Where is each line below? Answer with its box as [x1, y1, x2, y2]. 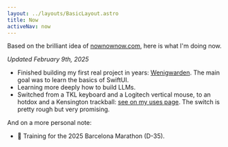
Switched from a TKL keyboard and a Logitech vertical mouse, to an [17, 90, 211, 99]
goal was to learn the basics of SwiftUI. [17, 76, 129, 84]
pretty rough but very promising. [17, 105, 111, 114]
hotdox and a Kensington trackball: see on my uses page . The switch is [17, 98, 220, 106]
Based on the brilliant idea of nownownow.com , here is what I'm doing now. [7, 42, 222, 50]
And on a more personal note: [7, 119, 92, 127]
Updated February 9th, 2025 [7, 55, 89, 63]
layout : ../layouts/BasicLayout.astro [7, 10, 119, 17]
